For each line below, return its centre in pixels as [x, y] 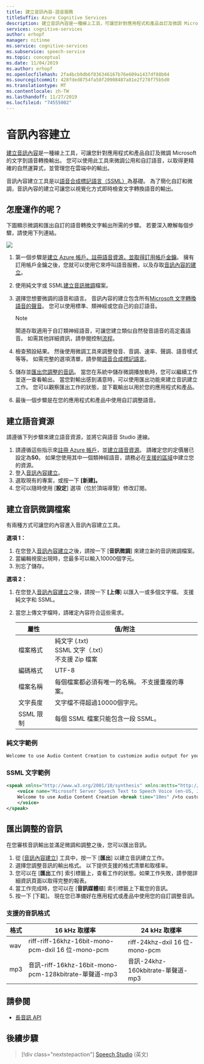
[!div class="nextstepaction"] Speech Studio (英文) [85, 1054]
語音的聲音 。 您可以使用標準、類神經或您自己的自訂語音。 [88, 306]
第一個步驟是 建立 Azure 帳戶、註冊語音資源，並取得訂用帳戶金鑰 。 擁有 [104, 257]
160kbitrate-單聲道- [158, 970]
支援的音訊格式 [28, 913]
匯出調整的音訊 [34, 829]
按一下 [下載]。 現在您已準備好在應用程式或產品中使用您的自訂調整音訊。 [106, 896]
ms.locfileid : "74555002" [39, 102]
